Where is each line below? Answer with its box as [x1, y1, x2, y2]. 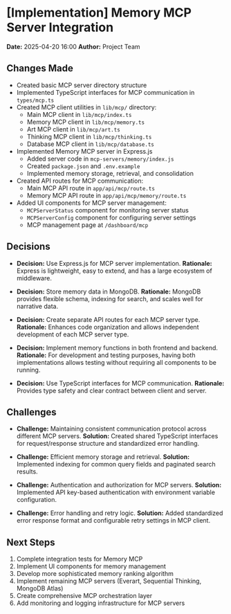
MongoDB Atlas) [16, 584, 64, 593]
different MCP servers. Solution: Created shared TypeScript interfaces [16, 432, 219, 440]
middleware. [16, 273, 53, 282]
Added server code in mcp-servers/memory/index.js [26, 154, 174, 163]
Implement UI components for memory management [16, 562, 167, 570]
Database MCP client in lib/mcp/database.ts [26, 140, 155, 148]
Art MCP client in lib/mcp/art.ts [26, 125, 120, 133]
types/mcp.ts [16, 97, 55, 104]
